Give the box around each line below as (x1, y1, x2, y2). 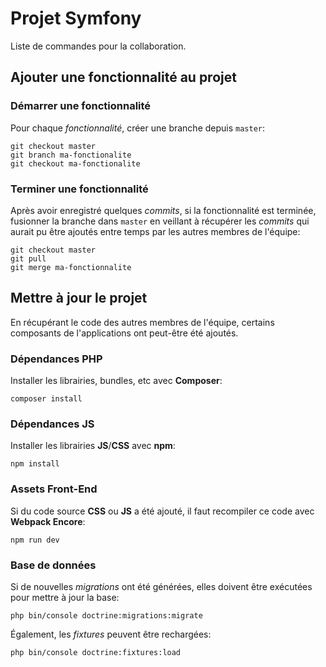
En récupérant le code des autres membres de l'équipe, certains (10, 316, 275, 328)
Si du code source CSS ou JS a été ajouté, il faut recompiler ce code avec (10, 505, 315, 517)
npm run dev (10, 535, 60, 545)
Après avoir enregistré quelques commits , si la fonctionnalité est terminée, (10, 204, 317, 216)
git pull (10, 253, 47, 264)
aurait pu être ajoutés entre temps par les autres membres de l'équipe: (10, 225, 301, 237)
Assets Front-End (10, 482, 98, 496)
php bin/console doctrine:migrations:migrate (10, 610, 203, 621)
